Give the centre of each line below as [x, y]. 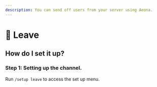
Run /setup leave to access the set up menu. [52, 79]
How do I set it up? [35, 54]
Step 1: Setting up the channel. [44, 68]
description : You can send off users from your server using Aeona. [79, 10]
